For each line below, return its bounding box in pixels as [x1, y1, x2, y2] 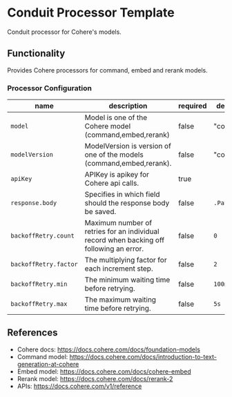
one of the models [84, 150, 144, 159]
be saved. [84, 207, 117, 217]
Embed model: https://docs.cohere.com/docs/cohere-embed [17, 367, 191, 376]
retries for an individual [84, 226, 160, 236]
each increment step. [84, 264, 153, 273]
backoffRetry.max [10, 300, 68, 308]
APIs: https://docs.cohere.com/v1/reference [17, 382, 142, 390]
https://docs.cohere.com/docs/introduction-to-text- [69, 352, 217, 360]
